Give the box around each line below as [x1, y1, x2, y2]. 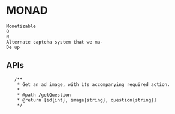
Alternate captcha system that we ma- [6, 39, 103, 45]
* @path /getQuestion [17, 92, 71, 98]
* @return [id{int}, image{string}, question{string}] [17, 97, 157, 103]
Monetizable [6, 23, 36, 29]
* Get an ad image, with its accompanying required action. [17, 81, 170, 87]
